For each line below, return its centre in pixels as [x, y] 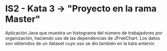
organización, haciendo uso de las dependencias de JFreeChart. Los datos [83, 38]
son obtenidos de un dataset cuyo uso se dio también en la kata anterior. [80, 43]
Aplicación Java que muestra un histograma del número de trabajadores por [84, 33]
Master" [23, 19]
